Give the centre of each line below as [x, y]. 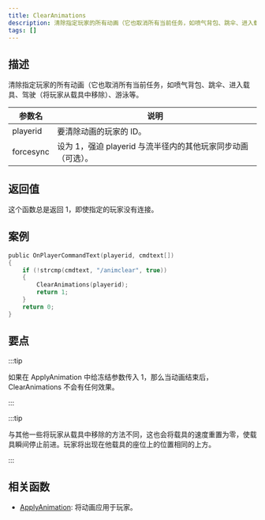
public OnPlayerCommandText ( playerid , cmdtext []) [91, 255]
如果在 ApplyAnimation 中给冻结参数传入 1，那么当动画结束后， [110, 377]
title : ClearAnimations [47, 15]
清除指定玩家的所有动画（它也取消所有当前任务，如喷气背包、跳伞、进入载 [129, 85]
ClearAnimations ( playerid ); [82, 285]
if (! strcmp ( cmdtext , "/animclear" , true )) [95, 270]
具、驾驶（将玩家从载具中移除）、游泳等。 [76, 95]
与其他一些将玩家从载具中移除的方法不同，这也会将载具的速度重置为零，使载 [132, 434]
